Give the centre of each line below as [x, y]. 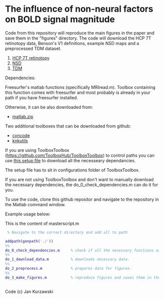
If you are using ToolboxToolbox [37, 150]
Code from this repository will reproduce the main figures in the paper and [80, 33]
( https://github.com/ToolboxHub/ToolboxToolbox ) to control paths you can [80, 155]
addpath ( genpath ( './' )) [29, 241]
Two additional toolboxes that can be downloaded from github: [68, 126]
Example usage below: [28, 214]
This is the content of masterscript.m [42, 223]
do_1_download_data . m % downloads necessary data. [68, 259]
